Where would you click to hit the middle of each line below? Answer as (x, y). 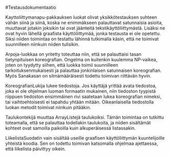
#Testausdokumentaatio (31, 7)
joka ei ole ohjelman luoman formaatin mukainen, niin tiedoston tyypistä (81, 91)
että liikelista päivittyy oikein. (35, 149)
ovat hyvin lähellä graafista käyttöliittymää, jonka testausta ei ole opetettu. (83, 33)
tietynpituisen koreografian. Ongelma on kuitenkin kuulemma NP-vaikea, (81, 60)
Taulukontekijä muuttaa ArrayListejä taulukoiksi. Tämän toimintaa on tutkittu (85, 117)
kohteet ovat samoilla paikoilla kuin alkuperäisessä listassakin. (71, 128)
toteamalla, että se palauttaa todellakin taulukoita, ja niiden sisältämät (78, 123)
